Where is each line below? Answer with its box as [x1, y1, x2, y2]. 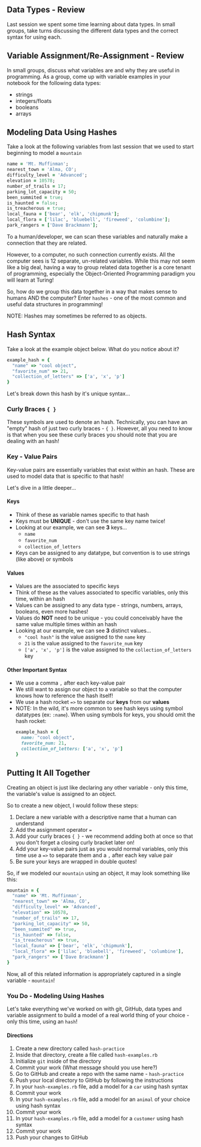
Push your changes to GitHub [15, 1134, 89, 1141]
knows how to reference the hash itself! [15, 692, 113, 699]
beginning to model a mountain [7, 150, 83, 157]
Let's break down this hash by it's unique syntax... [7, 390, 130, 397]
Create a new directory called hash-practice [15, 1045, 125, 1052]
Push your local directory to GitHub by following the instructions [15, 1076, 173, 1084]
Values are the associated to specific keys [15, 582, 120, 590]
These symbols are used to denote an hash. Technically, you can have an [7, 419, 188, 426]
